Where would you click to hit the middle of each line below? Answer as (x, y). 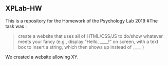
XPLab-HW (24, 8)
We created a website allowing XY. (42, 57)
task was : (16, 26)
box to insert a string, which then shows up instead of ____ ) (81, 47)
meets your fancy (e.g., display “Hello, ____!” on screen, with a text (88, 41)
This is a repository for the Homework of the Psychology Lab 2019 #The (82, 20)
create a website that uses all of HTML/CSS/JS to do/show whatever (90, 36)
